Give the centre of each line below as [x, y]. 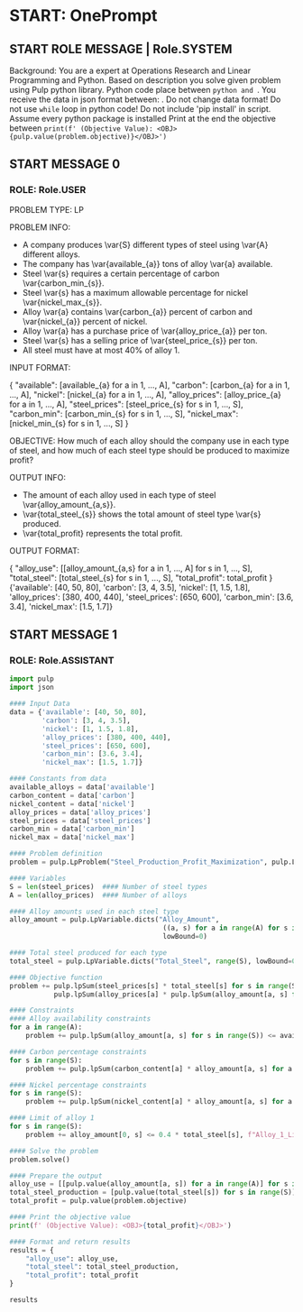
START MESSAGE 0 [65, 165]
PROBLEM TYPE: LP [46, 209]
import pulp [32, 679]
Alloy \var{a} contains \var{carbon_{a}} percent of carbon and [137, 311]
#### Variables [38, 878]
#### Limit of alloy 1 [52, 1118]
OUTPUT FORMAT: [45, 550]
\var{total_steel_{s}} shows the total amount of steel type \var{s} [142, 514]
